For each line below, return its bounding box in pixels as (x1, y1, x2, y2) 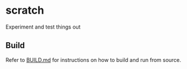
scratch (5, 4, 45, 17)
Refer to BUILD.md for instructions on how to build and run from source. (5, 56, 182, 63)
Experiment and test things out (5, 23, 81, 30)
